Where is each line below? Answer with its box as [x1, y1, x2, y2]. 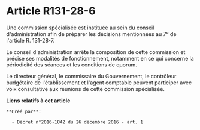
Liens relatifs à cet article [6, 97, 71, 104]
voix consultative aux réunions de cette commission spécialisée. [6, 85, 165, 92]
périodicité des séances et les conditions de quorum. [6, 61, 138, 68]
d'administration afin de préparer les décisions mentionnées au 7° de [6, 30, 177, 37]
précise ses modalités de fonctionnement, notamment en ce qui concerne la [6, 55, 194, 62]
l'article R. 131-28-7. [6, 37, 55, 44]
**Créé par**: [6, 108, 42, 114]
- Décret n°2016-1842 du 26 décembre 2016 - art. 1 [11, 119, 144, 125]
